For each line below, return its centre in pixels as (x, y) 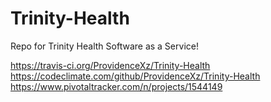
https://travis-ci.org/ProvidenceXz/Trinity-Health (110, 65)
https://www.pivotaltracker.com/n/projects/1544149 (116, 86)
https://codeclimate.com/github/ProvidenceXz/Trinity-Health (135, 76)
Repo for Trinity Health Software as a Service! (104, 46)
